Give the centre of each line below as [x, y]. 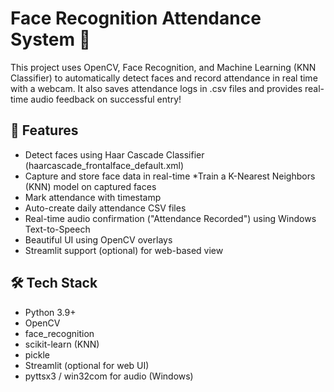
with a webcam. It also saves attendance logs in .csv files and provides [156, 88]
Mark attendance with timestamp [93, 197]
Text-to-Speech [57, 229]
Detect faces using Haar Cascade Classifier [114, 154]
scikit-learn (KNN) [62, 344]
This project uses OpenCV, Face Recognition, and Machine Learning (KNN [163, 67]
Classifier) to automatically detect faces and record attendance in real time [164, 78]
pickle [37, 354]
